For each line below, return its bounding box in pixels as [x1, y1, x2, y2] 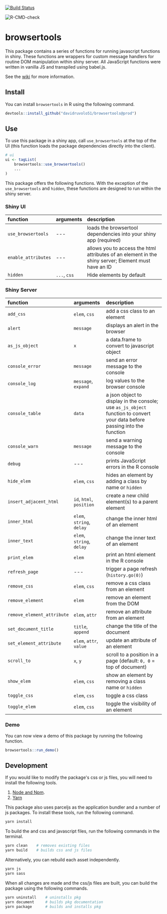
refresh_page [7, 569, 39, 575]
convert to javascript [106, 342, 154, 349]
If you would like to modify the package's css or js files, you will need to [5, 774, 153, 780]
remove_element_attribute [7, 612, 69, 618]
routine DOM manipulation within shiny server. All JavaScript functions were [5, 59, 161, 65]
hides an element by [106, 472, 153, 479]
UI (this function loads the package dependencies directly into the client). [5, 143, 156, 149]
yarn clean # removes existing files [5, 843, 90, 848]
